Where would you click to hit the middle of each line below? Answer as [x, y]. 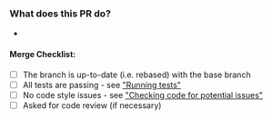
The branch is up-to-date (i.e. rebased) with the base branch [137, 75]
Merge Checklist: [43, 54]
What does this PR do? [60, 14]
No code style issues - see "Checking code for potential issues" [143, 95]
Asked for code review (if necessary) [92, 105]
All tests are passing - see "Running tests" [102, 85]
